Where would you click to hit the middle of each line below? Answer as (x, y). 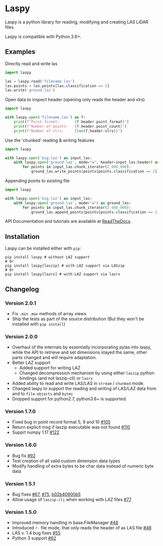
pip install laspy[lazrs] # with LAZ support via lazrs (63, 274)
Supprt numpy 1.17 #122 (36, 432)
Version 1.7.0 (20, 412)
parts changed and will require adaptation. (54, 358)
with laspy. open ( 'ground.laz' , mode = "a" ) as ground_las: (73, 203)
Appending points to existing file (37, 181)
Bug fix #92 (24, 455)
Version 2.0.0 (21, 336)
